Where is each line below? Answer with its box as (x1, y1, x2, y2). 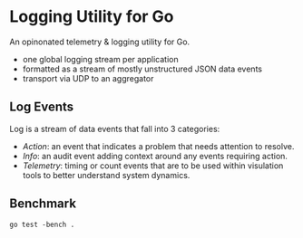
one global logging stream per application (22, 53, 179, 64)
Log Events (9, 100, 74, 115)
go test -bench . (9, 220, 75, 229)
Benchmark (9, 196, 77, 212)
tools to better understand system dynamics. (22, 169, 191, 180)
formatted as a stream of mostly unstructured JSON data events (22, 63, 263, 74)
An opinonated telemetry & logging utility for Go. (9, 36, 191, 47)
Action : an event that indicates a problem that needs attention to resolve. (22, 140, 295, 151)
